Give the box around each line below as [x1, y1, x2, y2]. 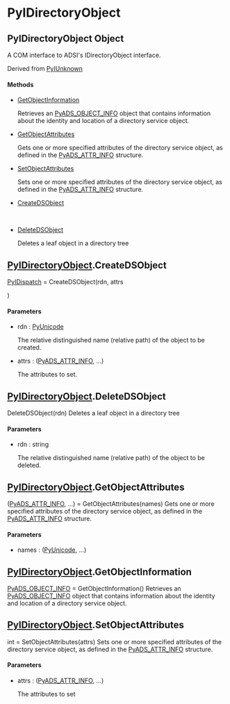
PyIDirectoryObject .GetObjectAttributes [7, 481, 185, 493]
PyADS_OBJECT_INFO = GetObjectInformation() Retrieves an [7, 584, 182, 593]
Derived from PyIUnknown [7, 65, 83, 72]
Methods [7, 80, 34, 88]
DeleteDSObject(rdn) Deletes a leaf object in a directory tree [7, 409, 180, 418]
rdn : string [17, 440, 49, 449]
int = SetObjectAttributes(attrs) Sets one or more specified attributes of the [7, 637, 222, 646]
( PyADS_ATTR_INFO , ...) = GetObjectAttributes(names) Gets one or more [7, 500, 215, 508]
